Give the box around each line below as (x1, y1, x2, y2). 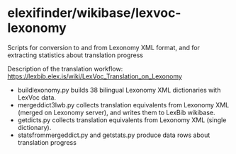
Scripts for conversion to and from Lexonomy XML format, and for (7, 43, 201, 52)
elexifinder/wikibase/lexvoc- (7, 5, 181, 21)
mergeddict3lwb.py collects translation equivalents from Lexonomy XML (17, 100, 230, 109)
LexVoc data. (17, 93, 57, 102)
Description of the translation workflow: (7, 64, 123, 73)
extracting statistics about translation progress (7, 51, 144, 59)
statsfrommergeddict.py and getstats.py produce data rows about (17, 131, 210, 139)
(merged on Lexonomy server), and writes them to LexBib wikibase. (17, 108, 215, 117)
